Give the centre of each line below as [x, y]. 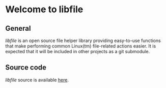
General [18, 28]
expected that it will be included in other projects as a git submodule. [78, 51]
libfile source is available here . [37, 80]
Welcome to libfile [44, 9]
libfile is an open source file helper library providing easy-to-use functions [83, 40]
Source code [26, 68]
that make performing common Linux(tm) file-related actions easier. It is [81, 46]
